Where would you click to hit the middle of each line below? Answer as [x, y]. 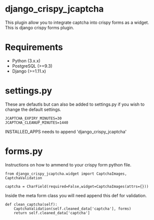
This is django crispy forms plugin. [40, 27]
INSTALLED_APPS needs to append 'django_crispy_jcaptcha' [66, 131]
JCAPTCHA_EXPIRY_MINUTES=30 [34, 118]
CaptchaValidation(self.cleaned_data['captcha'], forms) [73, 209]
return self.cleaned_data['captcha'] [52, 213]
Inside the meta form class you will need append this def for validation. [76, 195]
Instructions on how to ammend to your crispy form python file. [68, 165]
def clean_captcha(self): [31, 204]
